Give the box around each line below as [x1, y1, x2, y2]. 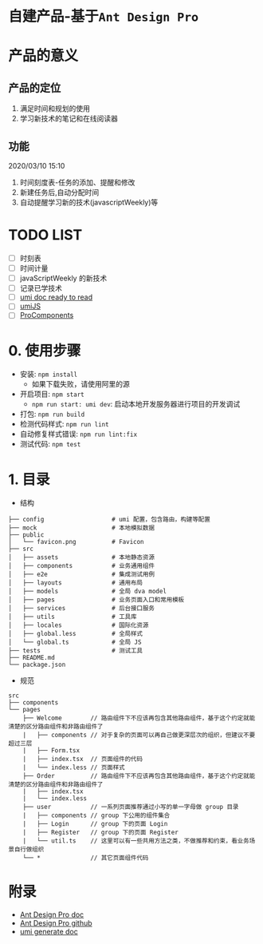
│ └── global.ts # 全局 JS [8, 638, 142, 647]
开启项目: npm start [19, 389, 85, 399]
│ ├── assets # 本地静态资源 [8, 553, 155, 561]
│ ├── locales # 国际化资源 [8, 621, 149, 629]
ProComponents [19, 311, 74, 320]
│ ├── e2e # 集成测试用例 [8, 570, 155, 579]
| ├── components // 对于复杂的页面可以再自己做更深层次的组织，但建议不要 [22, 732, 256, 740]
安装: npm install [19, 369, 78, 379]
